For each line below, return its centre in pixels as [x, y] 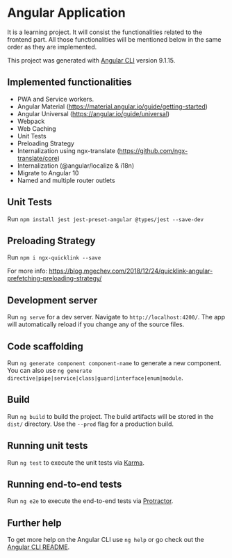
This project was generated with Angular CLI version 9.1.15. [91, 60]
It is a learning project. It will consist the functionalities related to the [105, 32]
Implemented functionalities [69, 82]
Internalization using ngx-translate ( [68, 150]
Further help [35, 523]
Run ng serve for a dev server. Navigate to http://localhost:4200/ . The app [116, 317]
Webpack [31, 121]
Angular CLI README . [39, 547]
